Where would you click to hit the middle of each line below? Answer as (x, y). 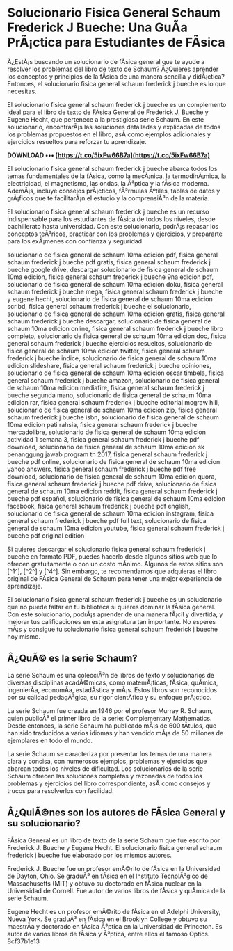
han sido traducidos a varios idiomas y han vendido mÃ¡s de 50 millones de (115, 733)
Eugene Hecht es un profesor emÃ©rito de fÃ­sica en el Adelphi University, (114, 911)
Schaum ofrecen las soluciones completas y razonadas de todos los (105, 776)
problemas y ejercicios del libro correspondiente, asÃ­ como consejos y (109, 783)
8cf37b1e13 (24, 941)
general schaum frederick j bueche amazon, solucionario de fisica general (114, 380)
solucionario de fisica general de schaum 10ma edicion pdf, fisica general (112, 255)
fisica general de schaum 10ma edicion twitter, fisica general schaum (106, 351)
